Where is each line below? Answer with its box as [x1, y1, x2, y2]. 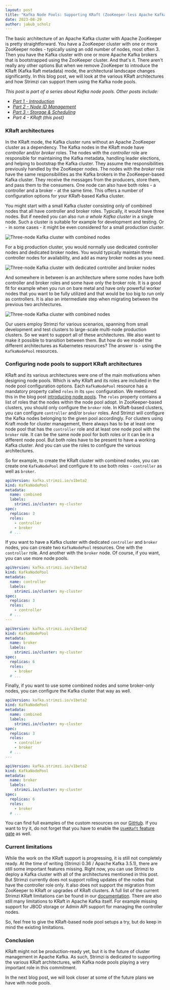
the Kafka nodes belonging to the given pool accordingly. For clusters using [5, 415, 163, 421]
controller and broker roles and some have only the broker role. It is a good [5, 280, 161, 286]
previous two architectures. [5, 301, 62, 307]
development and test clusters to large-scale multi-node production [5, 326, 147, 333]
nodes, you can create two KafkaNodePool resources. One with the [5, 544, 143, 551]
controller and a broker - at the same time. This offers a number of [5, 187, 144, 193]
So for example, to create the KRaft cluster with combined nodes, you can [5, 457, 159, 464]
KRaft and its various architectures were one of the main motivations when [5, 372, 161, 378]
